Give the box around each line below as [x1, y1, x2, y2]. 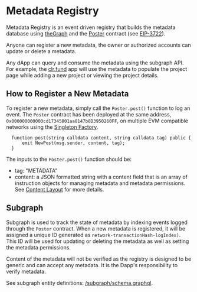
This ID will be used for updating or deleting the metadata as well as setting [6, 238, 189, 245]
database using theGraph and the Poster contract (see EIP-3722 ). [6, 30, 166, 37]
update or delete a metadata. [6, 47, 77, 54]
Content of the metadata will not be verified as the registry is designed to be [6, 255, 192, 262]
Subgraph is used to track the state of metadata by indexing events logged [6, 219, 188, 226]
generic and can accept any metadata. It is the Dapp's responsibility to [6, 261, 178, 268]
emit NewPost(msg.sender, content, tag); [21, 140, 126, 146]
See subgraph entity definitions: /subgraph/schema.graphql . [6, 279, 153, 286]
